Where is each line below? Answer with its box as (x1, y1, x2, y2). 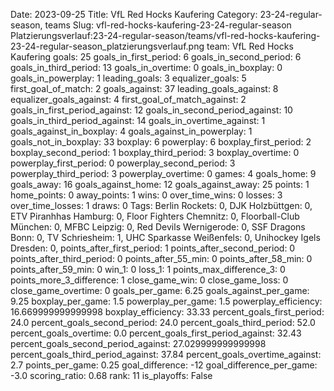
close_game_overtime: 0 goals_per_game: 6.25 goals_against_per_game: (10, 285, 310, 296)
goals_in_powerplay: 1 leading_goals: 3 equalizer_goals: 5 (10, 72, 247, 84)
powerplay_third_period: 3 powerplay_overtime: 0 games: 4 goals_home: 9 (10, 168, 317, 179)
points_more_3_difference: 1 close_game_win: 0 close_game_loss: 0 (10, 274, 289, 286)
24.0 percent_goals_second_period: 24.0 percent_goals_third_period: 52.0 (10, 317, 316, 328)
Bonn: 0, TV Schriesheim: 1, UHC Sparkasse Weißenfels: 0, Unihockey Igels (10, 232, 321, 243)
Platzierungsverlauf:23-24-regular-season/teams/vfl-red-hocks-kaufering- (10, 30, 321, 41)
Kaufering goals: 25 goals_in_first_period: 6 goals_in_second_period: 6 (10, 51, 302, 63)
